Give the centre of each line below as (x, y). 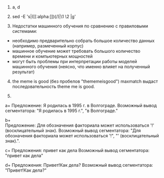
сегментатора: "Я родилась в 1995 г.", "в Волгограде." (61, 111)
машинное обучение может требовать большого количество (76, 51)
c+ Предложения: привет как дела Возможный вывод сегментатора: (77, 150)
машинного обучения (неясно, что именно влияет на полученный (81, 67)
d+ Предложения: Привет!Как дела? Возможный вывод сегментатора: (79, 165)
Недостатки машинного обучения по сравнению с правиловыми (80, 26)
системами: (25, 31)
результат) (23, 72)
